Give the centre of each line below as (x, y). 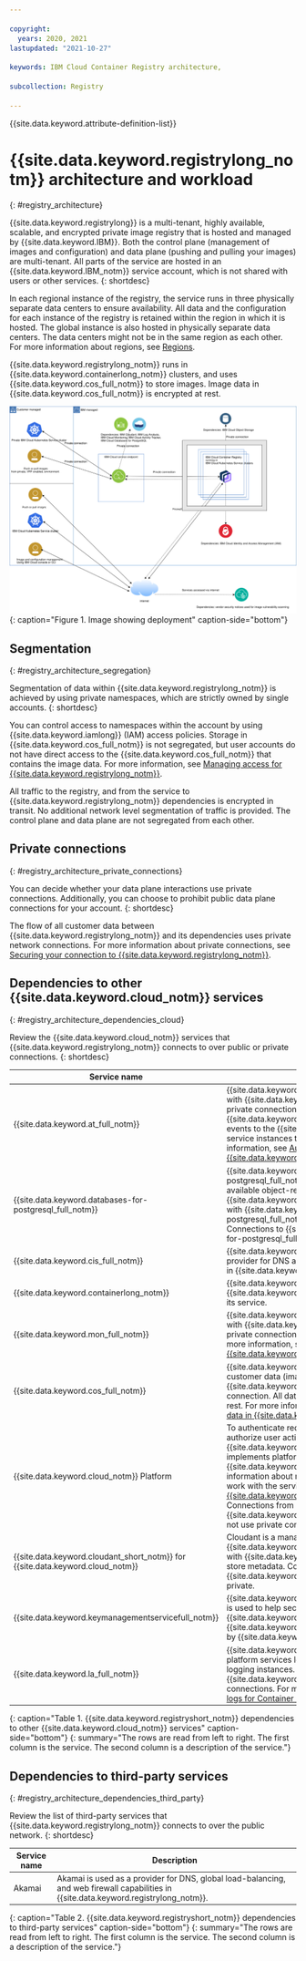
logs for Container (260, 1698)
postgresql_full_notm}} (56, 1209)
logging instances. (261, 1669)
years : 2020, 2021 (53, 38)
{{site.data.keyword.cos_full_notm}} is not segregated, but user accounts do (153, 745)
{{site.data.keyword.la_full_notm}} (76, 1674)
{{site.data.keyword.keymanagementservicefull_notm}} (116, 1617)
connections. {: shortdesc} (59, 1057)
